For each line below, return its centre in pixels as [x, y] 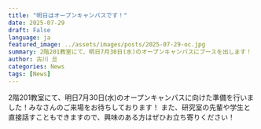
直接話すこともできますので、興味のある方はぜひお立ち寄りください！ [121, 117]
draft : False [29, 30]
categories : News [37, 67]
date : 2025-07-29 [37, 23]
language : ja [29, 37]
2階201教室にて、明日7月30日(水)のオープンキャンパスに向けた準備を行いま [131, 97]
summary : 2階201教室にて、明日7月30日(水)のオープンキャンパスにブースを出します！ [130, 52]
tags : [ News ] [29, 74]
